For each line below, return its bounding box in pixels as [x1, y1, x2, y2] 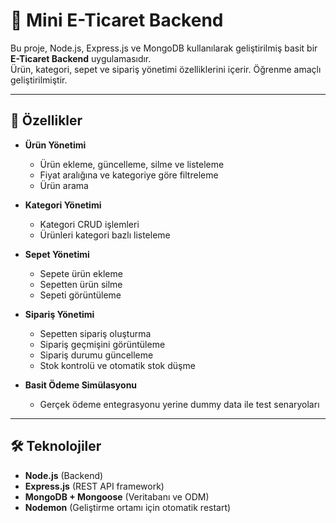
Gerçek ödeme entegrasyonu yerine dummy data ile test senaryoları [39, 398, 320, 410]
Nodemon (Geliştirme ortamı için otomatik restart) [24, 501, 232, 513]
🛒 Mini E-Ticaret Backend [10, 9, 224, 32]
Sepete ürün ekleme [39, 267, 123, 279]
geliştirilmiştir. [10, 74, 68, 86]
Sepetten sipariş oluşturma [39, 327, 152, 339]
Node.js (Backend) [24, 469, 104, 481]
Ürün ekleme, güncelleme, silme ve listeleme [39, 158, 225, 170]
